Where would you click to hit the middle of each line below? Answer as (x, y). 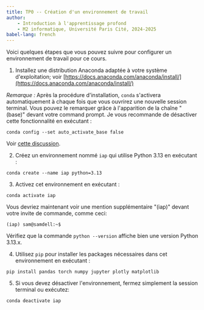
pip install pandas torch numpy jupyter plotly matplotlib (83, 272)
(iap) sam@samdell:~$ (34, 225)
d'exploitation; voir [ (40, 77)
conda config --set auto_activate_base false (65, 132)
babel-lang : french (31, 35)
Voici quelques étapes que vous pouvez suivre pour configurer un (89, 52)
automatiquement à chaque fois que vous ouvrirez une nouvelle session (97, 102)
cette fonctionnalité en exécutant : (49, 121)
